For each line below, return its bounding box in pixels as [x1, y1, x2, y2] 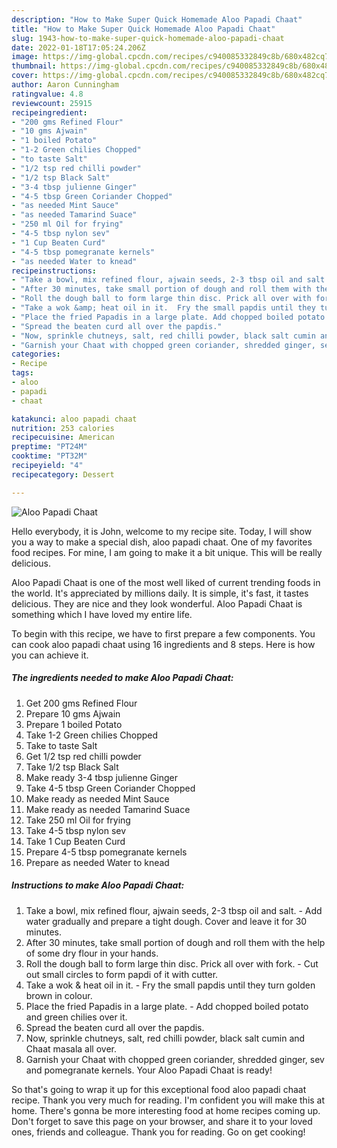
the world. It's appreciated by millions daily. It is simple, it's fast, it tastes [11, 587, 309, 599]
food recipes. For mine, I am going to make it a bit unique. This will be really [11, 546, 323, 558]
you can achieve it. [11, 649, 89, 661]
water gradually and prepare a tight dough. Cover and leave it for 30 [25, 915, 308, 927]
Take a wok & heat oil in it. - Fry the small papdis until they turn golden [25, 979, 316, 991]
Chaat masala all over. [25, 1042, 117, 1055]
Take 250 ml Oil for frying [25, 814, 131, 826]
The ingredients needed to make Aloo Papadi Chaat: [11, 672, 234, 684]
